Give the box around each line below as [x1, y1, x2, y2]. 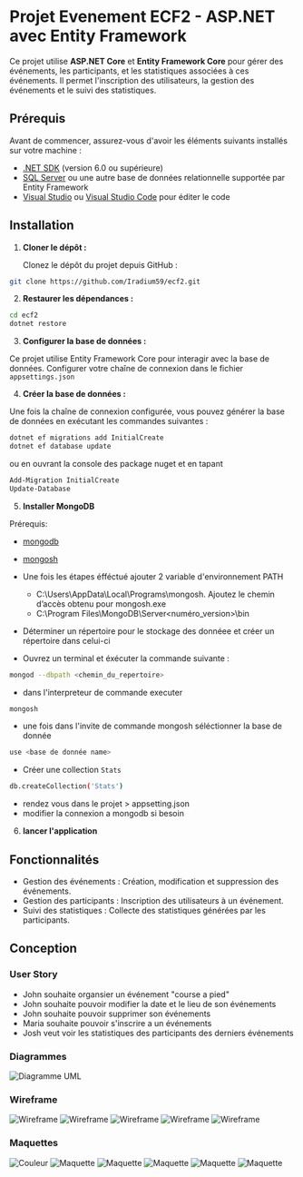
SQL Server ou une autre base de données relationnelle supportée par [22, 172, 286, 183]
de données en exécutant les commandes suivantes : [9, 416, 209, 427]
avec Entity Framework [9, 25, 188, 46]
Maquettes [9, 1137, 59, 1150]
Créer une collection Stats [22, 765, 122, 776]
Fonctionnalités [9, 852, 100, 867]
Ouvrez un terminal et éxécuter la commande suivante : [22, 652, 230, 664]
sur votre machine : [9, 144, 82, 155]
